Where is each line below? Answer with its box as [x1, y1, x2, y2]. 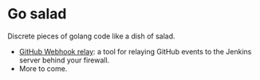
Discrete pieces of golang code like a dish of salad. [7, 31, 176, 41]
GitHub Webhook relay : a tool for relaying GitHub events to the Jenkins [18, 46, 252, 56]
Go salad [7, 5, 67, 23]
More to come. [18, 63, 68, 73]
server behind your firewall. [18, 55, 110, 65]
